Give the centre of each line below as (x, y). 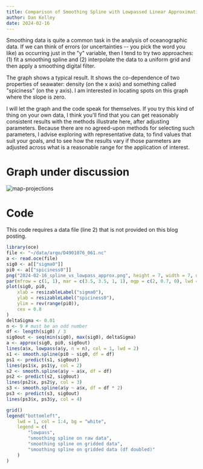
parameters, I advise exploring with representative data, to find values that (99, 134)
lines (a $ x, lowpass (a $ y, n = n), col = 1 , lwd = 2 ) (72, 349)
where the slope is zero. (36, 97)
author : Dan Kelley (31, 18)
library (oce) (23, 248)
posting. (17, 236)
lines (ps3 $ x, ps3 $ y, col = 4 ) (44, 399)
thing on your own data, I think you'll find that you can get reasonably (93, 115)
